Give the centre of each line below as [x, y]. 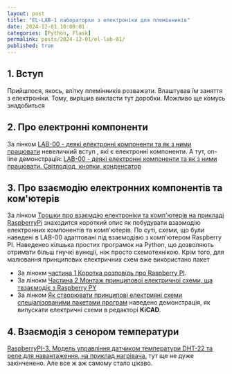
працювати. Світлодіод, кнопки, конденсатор [74, 166]
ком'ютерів [34, 199]
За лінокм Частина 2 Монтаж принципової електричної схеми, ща [115, 280]
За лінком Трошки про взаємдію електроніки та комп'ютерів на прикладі [116, 215]
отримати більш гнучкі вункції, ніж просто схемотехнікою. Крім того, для [116, 252]
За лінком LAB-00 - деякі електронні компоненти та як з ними [99, 144]
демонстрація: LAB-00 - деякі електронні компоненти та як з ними [118, 159]
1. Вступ [25, 74]
